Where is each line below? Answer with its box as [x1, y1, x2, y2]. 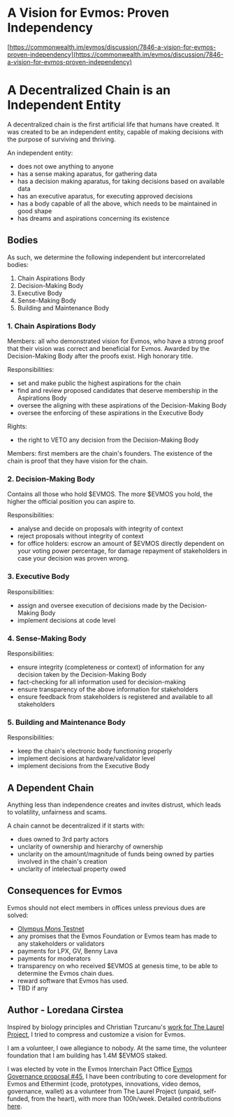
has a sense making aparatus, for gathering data [17, 169, 157, 178]
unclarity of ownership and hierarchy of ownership [17, 842, 163, 851]
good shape [17, 206, 52, 215]
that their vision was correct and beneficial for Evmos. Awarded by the [7, 344, 210, 352]
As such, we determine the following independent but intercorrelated [7, 253, 205, 261]
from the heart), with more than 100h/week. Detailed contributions [31, 1094, 221, 1102]
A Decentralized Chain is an [7, 82, 171, 99]
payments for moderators [17, 954, 91, 963]
